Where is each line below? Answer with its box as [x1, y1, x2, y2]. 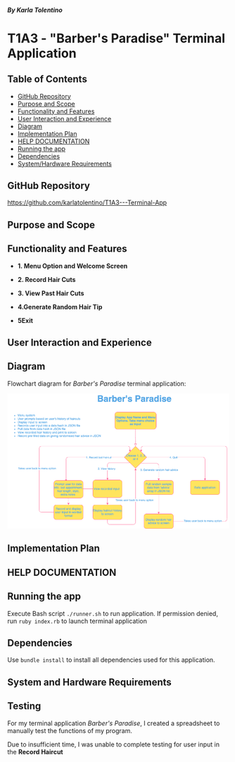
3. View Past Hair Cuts [17, 289, 84, 297]
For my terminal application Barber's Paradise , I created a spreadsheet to [7, 719, 220, 727]
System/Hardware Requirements [17, 159, 113, 168]
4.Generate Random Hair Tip [17, 302, 103, 311]
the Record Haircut [7, 747, 63, 756]
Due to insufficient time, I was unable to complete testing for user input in [7, 740, 220, 749]
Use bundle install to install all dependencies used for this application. [7, 656, 216, 664]
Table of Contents [7, 73, 88, 85]
